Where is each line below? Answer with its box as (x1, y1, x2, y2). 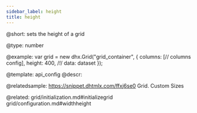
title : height (6, 14, 41, 20)
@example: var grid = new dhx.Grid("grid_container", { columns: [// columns (6, 53, 191, 60)
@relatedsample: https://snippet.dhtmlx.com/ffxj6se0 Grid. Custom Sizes (6, 82, 184, 89)
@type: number (6, 42, 44, 49)
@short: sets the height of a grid (6, 30, 85, 37)
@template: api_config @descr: (6, 71, 83, 78)
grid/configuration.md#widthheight (6, 99, 91, 107)
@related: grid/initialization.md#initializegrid (6, 94, 113, 101)
